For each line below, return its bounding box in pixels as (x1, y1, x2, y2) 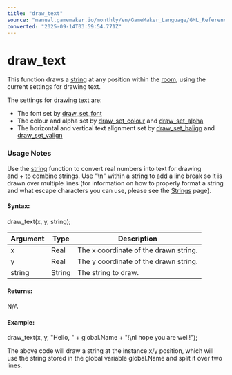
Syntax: (7, 202, 30, 210)
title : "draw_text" (7, 10, 64, 17)
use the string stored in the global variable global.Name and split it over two (7, 354, 222, 363)
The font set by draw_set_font (17, 110, 102, 118)
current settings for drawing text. (7, 83, 101, 91)
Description (118, 234, 157, 243)
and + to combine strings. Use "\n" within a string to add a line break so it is (7, 172, 222, 180)
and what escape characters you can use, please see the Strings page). (7, 186, 212, 194)
